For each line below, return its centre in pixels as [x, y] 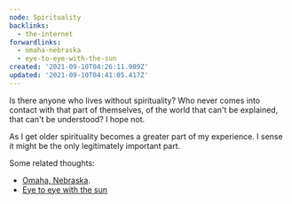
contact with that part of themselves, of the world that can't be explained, [144, 110]
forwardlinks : [36, 42]
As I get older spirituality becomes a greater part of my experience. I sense [146, 136]
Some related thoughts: [52, 163]
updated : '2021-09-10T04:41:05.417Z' [79, 75]
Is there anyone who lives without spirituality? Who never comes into [135, 100]
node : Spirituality [45, 17]
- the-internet [45, 34]
